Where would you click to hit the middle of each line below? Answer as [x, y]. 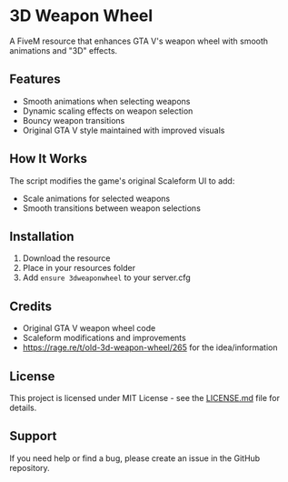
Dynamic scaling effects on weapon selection [108, 111]
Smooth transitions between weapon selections [112, 208]
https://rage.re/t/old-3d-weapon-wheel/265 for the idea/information [150, 347]
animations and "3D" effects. [64, 50]
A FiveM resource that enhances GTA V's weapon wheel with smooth [139, 41]
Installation [42, 236]
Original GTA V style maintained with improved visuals [124, 130]
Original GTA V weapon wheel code [89, 328]
